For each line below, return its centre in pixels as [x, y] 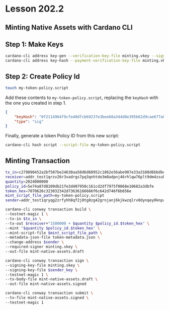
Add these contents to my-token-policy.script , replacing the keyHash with [82, 97]
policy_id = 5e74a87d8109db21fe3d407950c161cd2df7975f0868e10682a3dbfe [80, 186]
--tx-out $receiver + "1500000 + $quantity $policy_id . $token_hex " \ [77, 223]
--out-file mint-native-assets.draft [45, 252]
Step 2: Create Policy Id [43, 76]
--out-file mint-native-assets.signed [46, 284]
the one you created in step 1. [36, 103]
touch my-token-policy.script [37, 88]
